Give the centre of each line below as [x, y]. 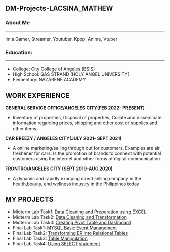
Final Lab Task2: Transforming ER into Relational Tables [70, 233]
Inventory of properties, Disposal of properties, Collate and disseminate [87, 117]
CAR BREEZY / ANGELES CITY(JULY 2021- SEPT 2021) [63, 138]
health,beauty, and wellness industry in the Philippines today [76, 184]
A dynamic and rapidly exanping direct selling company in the [77, 178]
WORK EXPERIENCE [37, 96]
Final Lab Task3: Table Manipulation [50, 239]
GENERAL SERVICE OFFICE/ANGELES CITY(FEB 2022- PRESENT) [75, 108]
